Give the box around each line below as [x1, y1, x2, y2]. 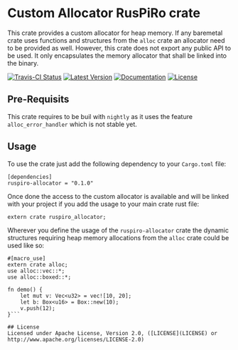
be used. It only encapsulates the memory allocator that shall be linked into [7, 51, 227, 60]
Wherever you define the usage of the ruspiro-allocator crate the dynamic [7, 226, 229, 235]
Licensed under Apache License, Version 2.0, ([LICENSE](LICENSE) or [7, 329, 218, 336]
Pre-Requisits [7, 93, 70, 105]
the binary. [7, 58, 39, 67]
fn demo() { [7, 286, 43, 293]
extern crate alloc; [7, 261, 69, 268]
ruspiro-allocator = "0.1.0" [7, 180, 94, 187]
